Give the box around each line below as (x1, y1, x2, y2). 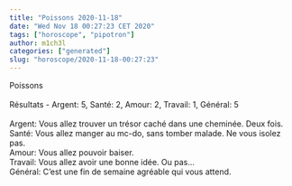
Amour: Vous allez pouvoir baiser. (9, 147, 134, 158)
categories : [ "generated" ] (9, 47, 111, 56)
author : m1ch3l (9, 38, 67, 48)
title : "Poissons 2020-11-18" (9, 13, 123, 23)
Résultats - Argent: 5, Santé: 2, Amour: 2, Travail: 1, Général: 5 (9, 99, 239, 109)
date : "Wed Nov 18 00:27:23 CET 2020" (9, 22, 155, 31)
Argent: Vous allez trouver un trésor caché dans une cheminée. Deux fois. (9, 118, 284, 129)
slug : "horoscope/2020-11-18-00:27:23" (9, 55, 160, 64)
